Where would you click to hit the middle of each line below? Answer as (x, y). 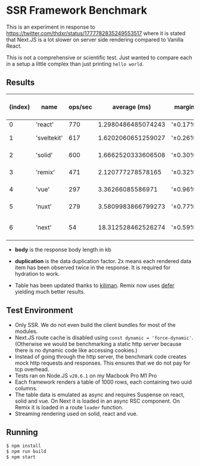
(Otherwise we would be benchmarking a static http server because (98, 344)
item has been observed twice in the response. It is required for (93, 267)
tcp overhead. (32, 369)
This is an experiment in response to (51, 27)
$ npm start (21, 457)
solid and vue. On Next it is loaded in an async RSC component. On (97, 401)
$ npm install (24, 446)
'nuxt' (44, 206)
